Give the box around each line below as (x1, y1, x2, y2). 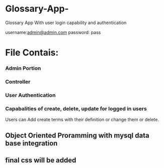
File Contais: (5, 47, 59, 58)
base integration (5, 139, 58, 147)
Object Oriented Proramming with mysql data (5, 131, 149, 139)
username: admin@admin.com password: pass (5, 29, 101, 35)
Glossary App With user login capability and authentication (5, 20, 127, 26)
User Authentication (5, 91, 56, 98)
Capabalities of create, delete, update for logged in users (5, 105, 147, 112)
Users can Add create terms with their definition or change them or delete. (5, 116, 159, 123)
